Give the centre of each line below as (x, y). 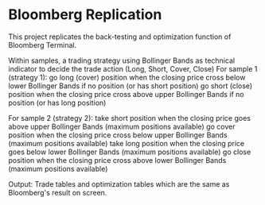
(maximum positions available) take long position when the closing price (127, 143)
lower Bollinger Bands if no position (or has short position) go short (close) (131, 86)
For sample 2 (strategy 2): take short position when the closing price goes (129, 118)
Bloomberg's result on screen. (58, 192)
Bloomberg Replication (85, 15)
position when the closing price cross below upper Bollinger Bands (118, 135)
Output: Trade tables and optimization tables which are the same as (119, 184)
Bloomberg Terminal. (43, 44)
